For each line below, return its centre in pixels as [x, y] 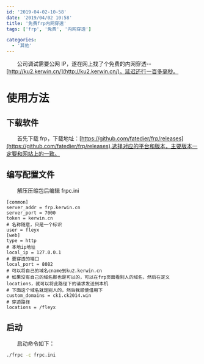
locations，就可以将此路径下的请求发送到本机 [57, 284]
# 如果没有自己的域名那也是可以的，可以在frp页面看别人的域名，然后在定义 [88, 277]
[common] [17, 202]
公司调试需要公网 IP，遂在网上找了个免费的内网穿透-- [84, 64]
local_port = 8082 [30, 264]
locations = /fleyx [31, 307]
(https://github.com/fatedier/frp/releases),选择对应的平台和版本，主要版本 [99, 146]
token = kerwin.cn [30, 218]
